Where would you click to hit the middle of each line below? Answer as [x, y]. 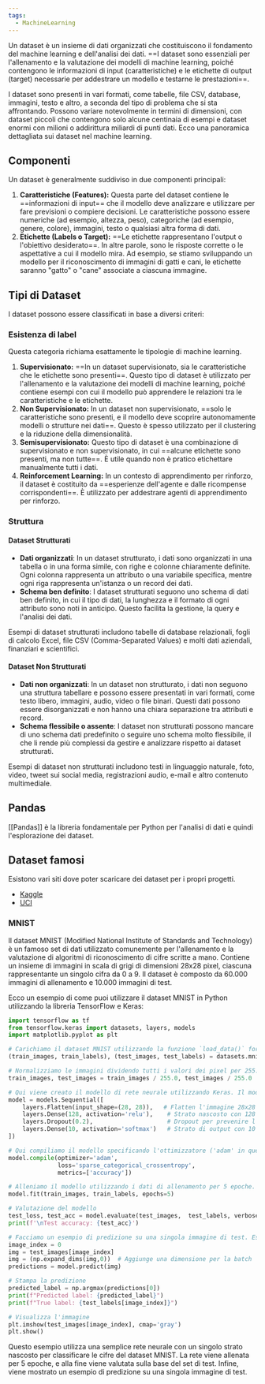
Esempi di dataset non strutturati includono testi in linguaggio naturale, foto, [131, 767]
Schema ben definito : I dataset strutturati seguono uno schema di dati [134, 591]
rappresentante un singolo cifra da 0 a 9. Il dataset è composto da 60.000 [128, 974]
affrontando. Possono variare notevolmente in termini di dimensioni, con [125, 110]
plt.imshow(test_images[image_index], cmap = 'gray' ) [95, 1324]
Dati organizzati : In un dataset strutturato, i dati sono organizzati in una [136, 558]
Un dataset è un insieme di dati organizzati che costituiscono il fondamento [131, 45]
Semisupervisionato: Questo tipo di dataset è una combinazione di [129, 442]
